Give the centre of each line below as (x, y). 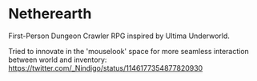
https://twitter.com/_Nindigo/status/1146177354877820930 (106, 67)
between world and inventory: (58, 60)
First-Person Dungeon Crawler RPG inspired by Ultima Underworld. (119, 36)
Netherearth (50, 14)
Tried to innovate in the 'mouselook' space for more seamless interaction (129, 51)
